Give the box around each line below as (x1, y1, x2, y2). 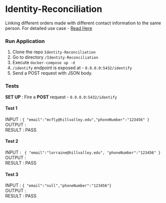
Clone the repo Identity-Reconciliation (12, 49, 96, 55)
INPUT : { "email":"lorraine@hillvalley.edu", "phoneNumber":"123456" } (5, 149, 161, 155)
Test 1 (5, 105, 17, 111)
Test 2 (5, 138, 18, 144)
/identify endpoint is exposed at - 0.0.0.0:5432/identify (12, 65, 132, 71)
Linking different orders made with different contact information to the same (5, 20, 161, 26)
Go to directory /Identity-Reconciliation (12, 54, 99, 60)
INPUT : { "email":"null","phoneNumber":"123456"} (5, 183, 112, 189)
